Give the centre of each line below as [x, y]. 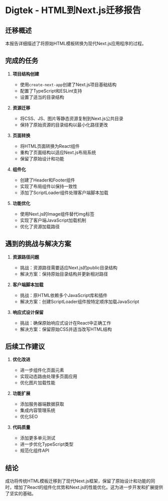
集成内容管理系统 [38, 411]
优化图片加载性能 [38, 383]
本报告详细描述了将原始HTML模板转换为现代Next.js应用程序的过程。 [76, 43]
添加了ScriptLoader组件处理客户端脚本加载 [64, 192]
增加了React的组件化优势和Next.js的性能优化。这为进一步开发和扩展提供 [89, 487]
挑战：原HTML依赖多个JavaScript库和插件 [64, 295]
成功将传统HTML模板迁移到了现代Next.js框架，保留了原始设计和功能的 [78, 481]
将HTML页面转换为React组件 [50, 146]
